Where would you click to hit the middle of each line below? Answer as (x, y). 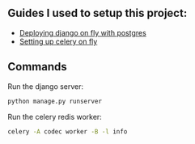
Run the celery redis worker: (55, 116)
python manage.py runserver (55, 101)
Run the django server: (46, 86)
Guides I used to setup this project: (97, 13)
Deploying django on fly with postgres (83, 32)
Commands (38, 67)
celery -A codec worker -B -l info (68, 131)
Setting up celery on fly (58, 41)
